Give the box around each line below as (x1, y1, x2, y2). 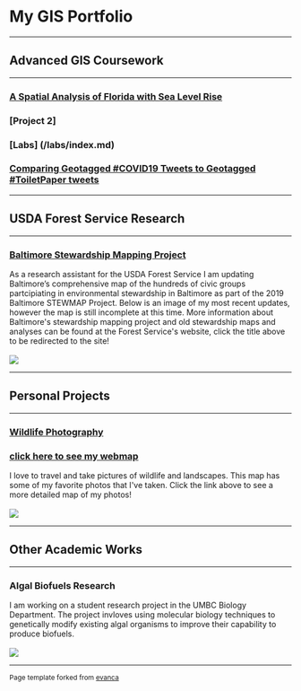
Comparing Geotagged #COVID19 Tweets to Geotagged (9, 162, 256, 175)
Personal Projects (9, 389, 110, 404)
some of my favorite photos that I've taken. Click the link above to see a (9, 479, 273, 490)
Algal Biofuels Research (9, 579, 116, 591)
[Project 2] (9, 114, 56, 127)
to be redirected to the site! (9, 335, 110, 346)
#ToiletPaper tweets (9, 173, 99, 186)
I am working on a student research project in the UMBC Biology (9, 599, 247, 611)
